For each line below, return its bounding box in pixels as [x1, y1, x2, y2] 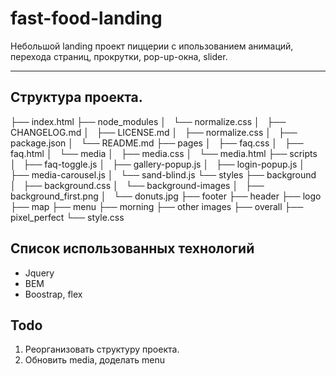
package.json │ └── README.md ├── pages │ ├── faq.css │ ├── [10, 137, 304, 149]
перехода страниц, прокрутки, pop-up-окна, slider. [10, 50, 228, 62]
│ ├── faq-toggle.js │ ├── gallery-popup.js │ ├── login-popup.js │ [10, 158, 306, 170]
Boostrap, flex [24, 288, 83, 300]
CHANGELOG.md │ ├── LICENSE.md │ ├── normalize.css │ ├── [10, 126, 298, 138]
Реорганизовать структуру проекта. [24, 343, 180, 356]
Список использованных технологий [10, 240, 255, 257]
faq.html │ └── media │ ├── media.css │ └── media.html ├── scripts [10, 147, 318, 159]
